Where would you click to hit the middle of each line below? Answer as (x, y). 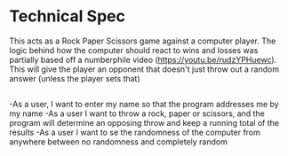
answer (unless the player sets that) (75, 78)
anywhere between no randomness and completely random (119, 142)
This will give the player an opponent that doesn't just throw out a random (144, 69)
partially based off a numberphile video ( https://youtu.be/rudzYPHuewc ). (143, 59)
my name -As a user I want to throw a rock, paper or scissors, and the (137, 113)
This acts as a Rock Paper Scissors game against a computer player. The (143, 41)
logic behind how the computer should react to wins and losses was (134, 50)
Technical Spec (68, 16)
